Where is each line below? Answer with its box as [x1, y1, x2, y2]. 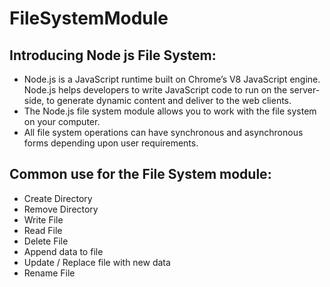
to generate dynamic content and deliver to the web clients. [46, 95, 292, 106]
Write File [23, 213, 64, 226]
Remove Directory [23, 203, 99, 215]
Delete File [23, 235, 69, 247]
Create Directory [23, 192, 93, 204]
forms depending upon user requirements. [23, 137, 199, 149]
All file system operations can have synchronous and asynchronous [23, 127, 304, 138]
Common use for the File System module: [9, 166, 272, 183]
